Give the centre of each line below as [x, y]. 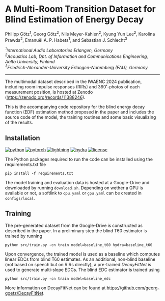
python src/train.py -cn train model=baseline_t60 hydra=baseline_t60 [79, 245]
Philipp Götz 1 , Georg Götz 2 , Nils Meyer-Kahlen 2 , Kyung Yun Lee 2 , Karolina [80, 33]
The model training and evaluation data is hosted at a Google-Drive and [77, 183]
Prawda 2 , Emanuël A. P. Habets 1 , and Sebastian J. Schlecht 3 [66, 39]
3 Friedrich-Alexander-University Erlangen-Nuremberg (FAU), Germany [77, 67]
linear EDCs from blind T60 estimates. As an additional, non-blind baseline [80, 259]
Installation [23, 138]
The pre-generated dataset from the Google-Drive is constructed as [74, 225]
